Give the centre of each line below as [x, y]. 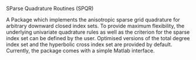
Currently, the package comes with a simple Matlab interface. [80, 51]
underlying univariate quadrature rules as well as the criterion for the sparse [98, 32]
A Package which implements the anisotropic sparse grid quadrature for [93, 20]
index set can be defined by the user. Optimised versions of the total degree [98, 38]
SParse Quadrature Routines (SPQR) [50, 8]
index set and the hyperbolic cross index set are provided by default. [89, 44]
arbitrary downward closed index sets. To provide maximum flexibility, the [95, 26]
